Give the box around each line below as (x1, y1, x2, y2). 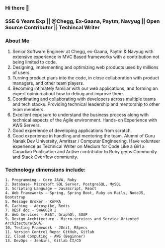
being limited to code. (12, 59, 57, 65)
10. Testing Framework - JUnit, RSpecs (5, 225, 88, 230)
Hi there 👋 (5, 4, 30, 11)
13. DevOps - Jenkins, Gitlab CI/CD (5, 238, 81, 244)
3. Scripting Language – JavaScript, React (5, 186, 97, 191)
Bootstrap (5, 195, 26, 200)
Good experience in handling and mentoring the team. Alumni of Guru (12, 133, 155, 139)
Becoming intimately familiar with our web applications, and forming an (12, 85, 158, 91)
